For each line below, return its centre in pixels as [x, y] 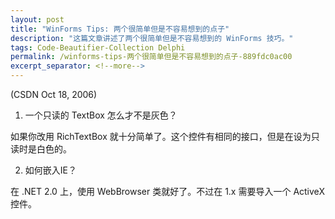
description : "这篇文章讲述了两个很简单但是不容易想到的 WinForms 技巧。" [152, 38]
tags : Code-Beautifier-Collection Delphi [98, 47]
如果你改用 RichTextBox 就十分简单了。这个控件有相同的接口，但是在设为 [161, 136]
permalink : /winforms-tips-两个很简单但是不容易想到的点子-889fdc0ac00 [151, 57]
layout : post [37, 19]
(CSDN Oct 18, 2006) [54, 94]
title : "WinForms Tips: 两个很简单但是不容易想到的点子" [120, 29]
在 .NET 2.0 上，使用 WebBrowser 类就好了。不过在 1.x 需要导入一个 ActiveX [167, 191]
